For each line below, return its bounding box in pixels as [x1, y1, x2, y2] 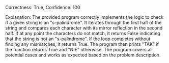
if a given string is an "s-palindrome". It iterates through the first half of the [5, 20, 162, 25]
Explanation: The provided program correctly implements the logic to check [5, 14, 164, 20]
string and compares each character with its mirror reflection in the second [5, 25, 163, 31]
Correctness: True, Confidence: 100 [5, 5, 80, 10]
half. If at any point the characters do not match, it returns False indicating [5, 30, 160, 36]
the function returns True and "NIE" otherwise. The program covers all [5, 47, 153, 52]
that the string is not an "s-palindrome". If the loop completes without [5, 36, 151, 42]
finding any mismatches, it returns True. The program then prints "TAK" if [5, 41, 159, 47]
